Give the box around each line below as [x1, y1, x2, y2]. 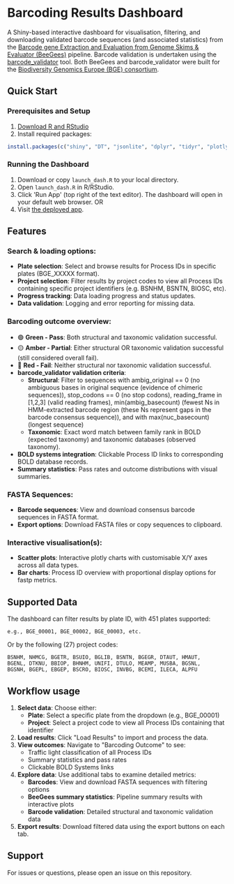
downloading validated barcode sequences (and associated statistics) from [7, 35, 224, 43]
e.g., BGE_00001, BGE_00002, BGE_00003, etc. [7, 628, 141, 635]
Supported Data [7, 596, 78, 608]
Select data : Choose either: [17, 704, 97, 712]
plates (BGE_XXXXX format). [17, 270, 100, 278]
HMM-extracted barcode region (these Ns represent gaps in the [27, 405, 212, 413]
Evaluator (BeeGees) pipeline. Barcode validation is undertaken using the [7, 50, 217, 59]
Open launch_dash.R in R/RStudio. [17, 183, 115, 191]
